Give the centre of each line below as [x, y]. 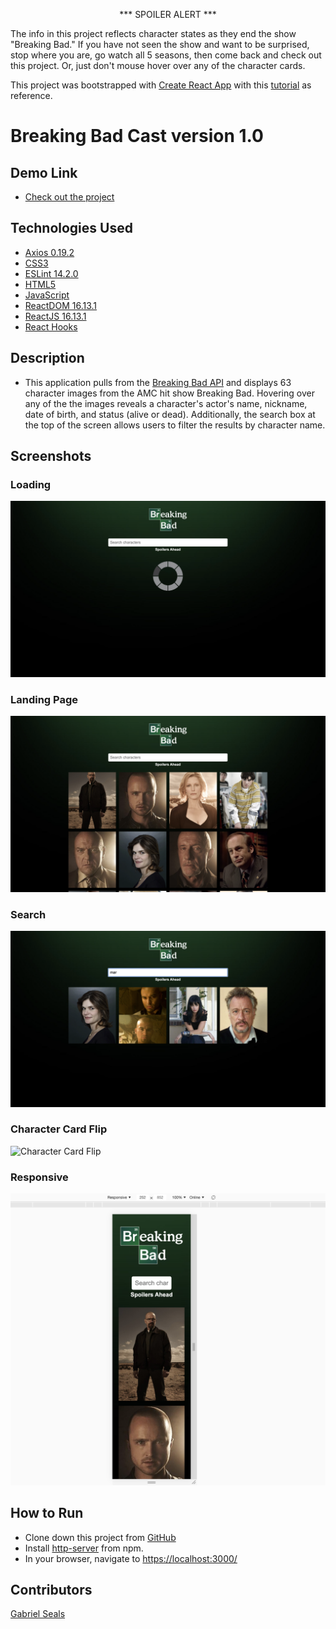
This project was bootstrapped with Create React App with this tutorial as [161, 85]
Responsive [39, 1177]
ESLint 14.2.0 [51, 273]
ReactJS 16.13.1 [55, 316]
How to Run [47, 1513]
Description [47, 358]
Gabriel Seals [38, 1614]
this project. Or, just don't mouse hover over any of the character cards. [158, 65]
